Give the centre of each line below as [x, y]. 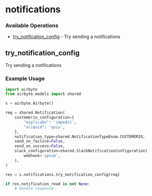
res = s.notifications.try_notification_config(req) [63, 174]
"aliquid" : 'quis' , [45, 127]
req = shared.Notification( [35, 113]
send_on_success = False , [40, 146]
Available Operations [32, 26]
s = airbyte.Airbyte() [29, 103]
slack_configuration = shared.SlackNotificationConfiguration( [81, 151]
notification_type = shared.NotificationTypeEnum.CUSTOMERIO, [80, 137]
